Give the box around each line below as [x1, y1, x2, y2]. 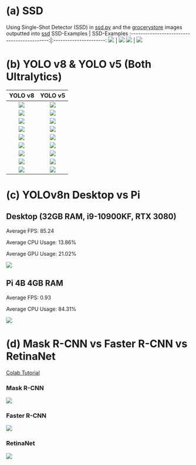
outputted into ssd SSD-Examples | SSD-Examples [6, 29, 129, 37]
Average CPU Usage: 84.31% [6, 305, 77, 312]
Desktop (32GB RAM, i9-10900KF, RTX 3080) [6, 212, 177, 222]
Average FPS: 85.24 [6, 227, 55, 234]
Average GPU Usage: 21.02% [6, 250, 77, 257]
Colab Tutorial [6, 369, 40, 376]
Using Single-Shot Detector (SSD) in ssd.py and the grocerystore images [6, 24, 183, 31]
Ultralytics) [6, 70, 62, 84]
